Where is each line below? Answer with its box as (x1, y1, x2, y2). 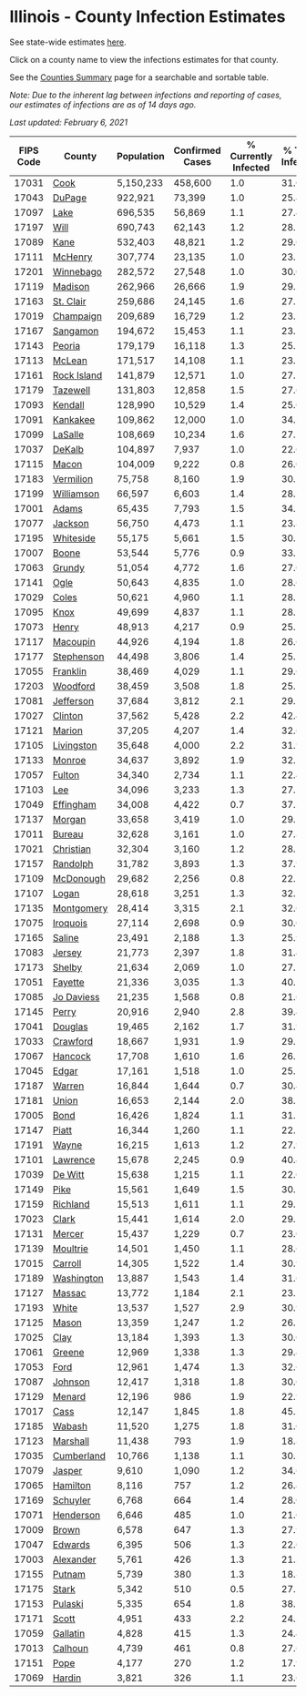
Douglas (52, 1020, 88, 1033)
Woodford (52, 679, 96, 692)
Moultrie (52, 1241, 89, 1254)
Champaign (52, 310, 103, 322)
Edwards (52, 1538, 91, 1550)
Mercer (52, 1227, 84, 1240)
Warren (52, 1079, 85, 1092)
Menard (52, 1390, 87, 1403)
